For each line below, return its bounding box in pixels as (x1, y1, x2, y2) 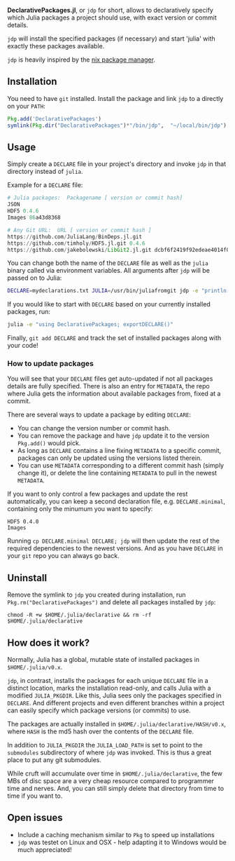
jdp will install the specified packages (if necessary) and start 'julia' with (7, 34, 215, 43)
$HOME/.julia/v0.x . (7, 663, 63, 672)
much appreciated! (17, 845, 72, 854)
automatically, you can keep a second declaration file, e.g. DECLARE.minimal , (7, 497, 226, 506)
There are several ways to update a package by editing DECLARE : (7, 410, 191, 419)
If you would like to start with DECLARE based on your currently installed (7, 300, 211, 309)
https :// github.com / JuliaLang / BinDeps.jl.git (7, 233, 142, 240)
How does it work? (7, 637, 90, 649)
